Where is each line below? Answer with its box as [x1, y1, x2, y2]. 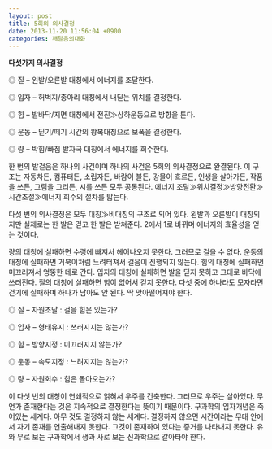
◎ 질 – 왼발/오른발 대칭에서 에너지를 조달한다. [8, 75, 154, 85]
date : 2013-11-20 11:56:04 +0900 [8, 27, 122, 35]
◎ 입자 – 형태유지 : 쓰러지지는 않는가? [8, 322, 129, 332]
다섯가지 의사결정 [8, 58, 63, 68]
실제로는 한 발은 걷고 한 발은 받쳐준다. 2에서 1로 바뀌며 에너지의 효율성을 [23, 220, 252, 229]
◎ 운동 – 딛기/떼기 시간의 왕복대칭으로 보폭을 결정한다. [8, 127, 182, 137]
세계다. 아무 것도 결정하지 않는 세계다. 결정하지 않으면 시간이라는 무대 [29, 412, 249, 421]
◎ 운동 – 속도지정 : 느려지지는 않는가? [8, 357, 129, 367]
